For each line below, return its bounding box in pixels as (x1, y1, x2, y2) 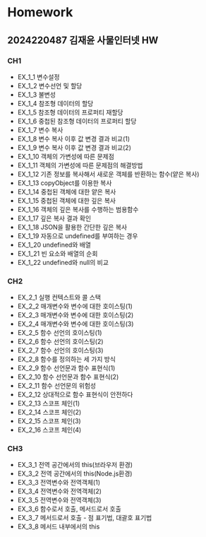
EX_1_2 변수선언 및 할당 (17, 81, 83, 90)
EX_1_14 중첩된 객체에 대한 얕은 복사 (17, 187, 116, 196)
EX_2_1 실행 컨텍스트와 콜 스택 (17, 293, 101, 302)
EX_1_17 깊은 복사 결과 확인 (17, 213, 92, 223)
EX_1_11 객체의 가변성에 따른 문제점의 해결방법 (17, 160, 143, 170)
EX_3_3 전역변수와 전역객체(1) (17, 478, 101, 487)
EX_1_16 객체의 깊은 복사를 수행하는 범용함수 (17, 205, 139, 213)
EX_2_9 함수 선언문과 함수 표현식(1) (17, 364, 116, 372)
